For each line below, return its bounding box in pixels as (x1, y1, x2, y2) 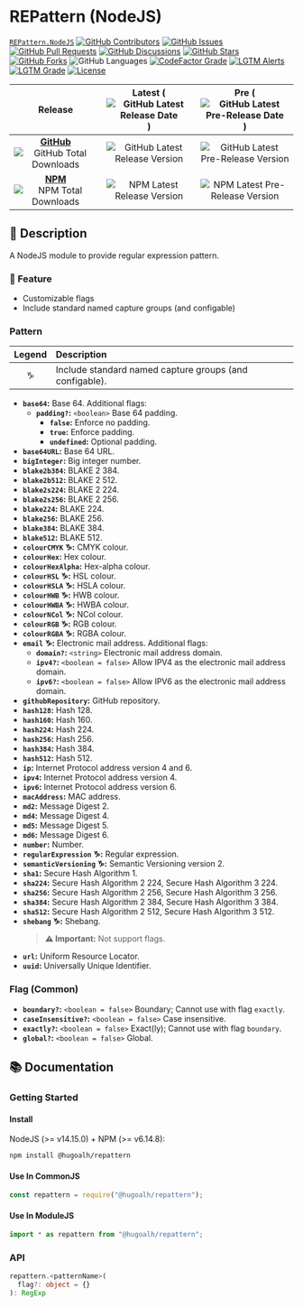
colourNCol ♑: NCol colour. (22, 609, 124, 620)
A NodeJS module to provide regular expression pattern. (9, 250, 219, 261)
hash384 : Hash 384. (22, 743, 95, 755)
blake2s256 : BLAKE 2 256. (22, 494, 120, 505)
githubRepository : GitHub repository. (22, 695, 161, 706)
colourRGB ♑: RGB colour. (22, 618, 117, 629)
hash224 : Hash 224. (22, 724, 95, 735)
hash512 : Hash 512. (22, 753, 93, 764)
